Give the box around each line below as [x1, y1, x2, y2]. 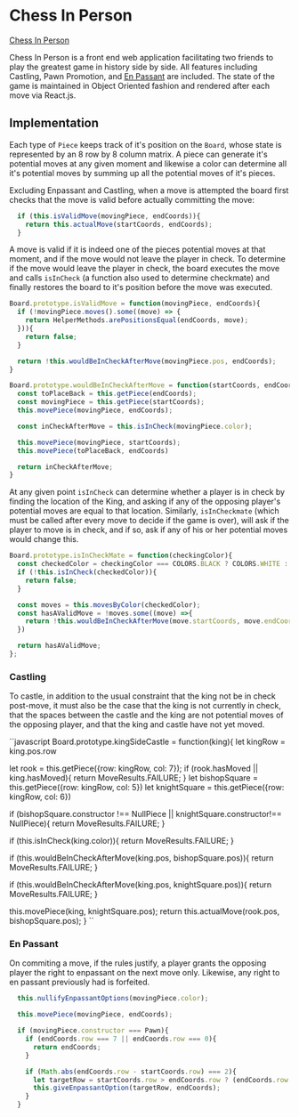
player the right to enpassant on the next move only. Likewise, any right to [9, 967, 280, 978]
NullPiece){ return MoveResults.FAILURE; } [9, 818, 166, 829]
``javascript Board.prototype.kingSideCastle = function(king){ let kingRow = [9, 736, 287, 748]
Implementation [9, 116, 100, 131]
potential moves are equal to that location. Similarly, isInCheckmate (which [9, 506, 280, 516]
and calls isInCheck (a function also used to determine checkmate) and [9, 272, 270, 283]
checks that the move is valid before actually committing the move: [9, 194, 255, 205]
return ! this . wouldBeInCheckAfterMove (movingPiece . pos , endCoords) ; [17, 357, 277, 366]
